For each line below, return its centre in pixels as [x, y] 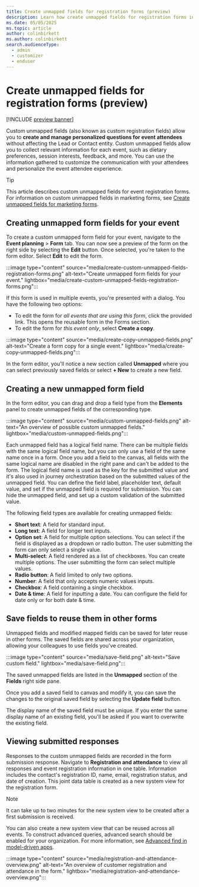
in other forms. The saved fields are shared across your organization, [90, 639]
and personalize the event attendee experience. [65, 169]
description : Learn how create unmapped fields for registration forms [96, 17]
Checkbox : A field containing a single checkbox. [74, 588]
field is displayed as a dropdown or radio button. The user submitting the [103, 543]
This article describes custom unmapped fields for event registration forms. [98, 192]
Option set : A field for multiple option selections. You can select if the [100, 537]
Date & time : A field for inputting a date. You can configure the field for [101, 594]
